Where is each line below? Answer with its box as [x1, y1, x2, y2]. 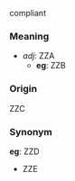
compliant [9, 8, 47, 18]
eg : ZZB [35, 60, 66, 71]
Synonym [9, 125, 52, 138]
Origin [9, 83, 38, 95]
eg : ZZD [9, 146, 40, 157]
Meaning [9, 30, 50, 42]
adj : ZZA [22, 50, 55, 61]
